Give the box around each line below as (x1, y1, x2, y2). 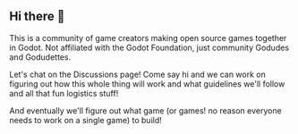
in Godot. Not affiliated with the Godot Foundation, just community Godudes (9, 42, 289, 53)
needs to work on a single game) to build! (9, 114, 163, 125)
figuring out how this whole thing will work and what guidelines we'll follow (9, 78, 285, 89)
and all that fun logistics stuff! (9, 88, 119, 98)
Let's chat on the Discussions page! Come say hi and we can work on (9, 69, 266, 80)
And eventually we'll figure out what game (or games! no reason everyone (9, 105, 282, 116)
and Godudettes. (9, 51, 72, 63)
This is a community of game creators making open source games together (9, 32, 287, 43)
